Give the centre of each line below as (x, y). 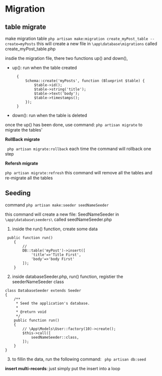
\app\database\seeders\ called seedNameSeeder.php (58, 219)
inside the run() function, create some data (55, 229)
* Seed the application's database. (53, 303)
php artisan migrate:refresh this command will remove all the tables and (79, 173)
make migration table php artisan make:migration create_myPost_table (77, 38)
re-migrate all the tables (29, 178)
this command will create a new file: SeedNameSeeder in (62, 214)
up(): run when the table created (44, 68)
